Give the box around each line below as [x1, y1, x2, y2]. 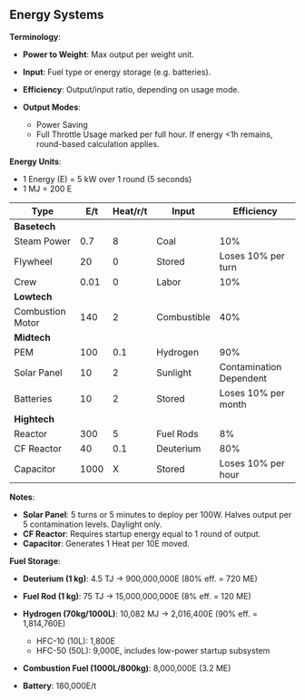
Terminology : [9, 31, 61, 42]
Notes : [9, 491, 35, 502]
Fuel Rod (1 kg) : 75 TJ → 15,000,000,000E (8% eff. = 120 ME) [22, 590, 251, 601]
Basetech [14, 219, 56, 232]
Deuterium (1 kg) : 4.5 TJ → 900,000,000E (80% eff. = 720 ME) [22, 573, 259, 584]
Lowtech [14, 290, 53, 303]
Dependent [219, 372, 268, 384]
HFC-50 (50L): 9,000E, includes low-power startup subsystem [35, 645, 271, 656]
